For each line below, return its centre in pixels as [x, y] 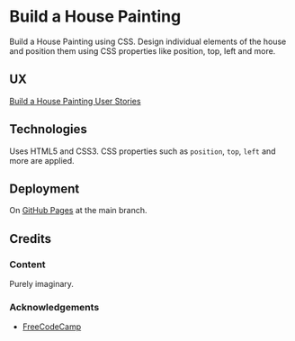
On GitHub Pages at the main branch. [78, 211]
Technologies [49, 129]
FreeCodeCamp [52, 327]
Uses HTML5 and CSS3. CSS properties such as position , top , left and [143, 151]
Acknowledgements [54, 307]
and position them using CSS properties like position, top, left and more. [143, 50]
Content [28, 265]
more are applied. [42, 160]
